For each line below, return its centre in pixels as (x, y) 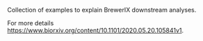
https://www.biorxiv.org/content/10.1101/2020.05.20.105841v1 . (96, 30)
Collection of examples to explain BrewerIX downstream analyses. (102, 10)
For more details (31, 23)
